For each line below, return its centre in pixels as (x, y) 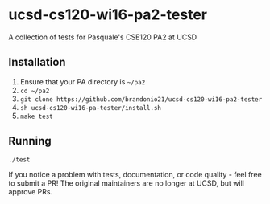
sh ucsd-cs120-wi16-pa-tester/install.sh (90, 108)
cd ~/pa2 (35, 91)
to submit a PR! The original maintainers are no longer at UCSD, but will (126, 183)
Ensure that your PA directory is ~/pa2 (83, 81)
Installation (37, 62)
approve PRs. (31, 191)
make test (37, 116)
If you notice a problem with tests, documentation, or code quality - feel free (135, 174)
